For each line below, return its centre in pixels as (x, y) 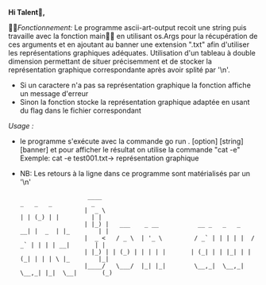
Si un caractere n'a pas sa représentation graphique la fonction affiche (135, 85)
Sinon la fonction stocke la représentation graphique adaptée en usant (135, 102)
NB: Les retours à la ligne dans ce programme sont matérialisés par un (135, 173)
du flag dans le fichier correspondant (80, 110)
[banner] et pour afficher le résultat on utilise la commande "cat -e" (130, 150)
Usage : (21, 126)
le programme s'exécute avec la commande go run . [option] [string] (131, 141)
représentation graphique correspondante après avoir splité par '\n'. (119, 70)
